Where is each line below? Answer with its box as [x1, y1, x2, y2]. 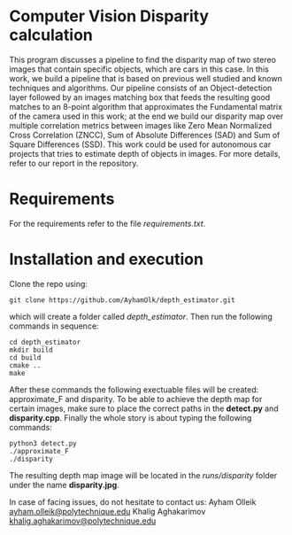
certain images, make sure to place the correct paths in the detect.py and [9, 403, 279, 414]
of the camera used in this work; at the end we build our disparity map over [9, 111, 284, 121]
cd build [9, 353, 42, 362]
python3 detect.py [9, 438, 77, 448]
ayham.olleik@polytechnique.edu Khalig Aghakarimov [9, 506, 206, 516]
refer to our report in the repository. [9, 158, 139, 168]
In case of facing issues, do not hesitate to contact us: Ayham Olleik [9, 496, 257, 507]
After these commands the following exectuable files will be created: [9, 384, 259, 395]
